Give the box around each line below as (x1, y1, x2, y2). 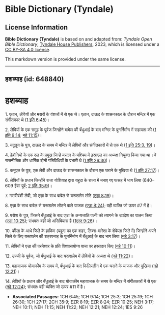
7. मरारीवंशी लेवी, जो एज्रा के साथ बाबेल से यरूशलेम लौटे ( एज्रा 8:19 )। (5, 193, 114, 199)
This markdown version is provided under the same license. (5, 56, 126, 62)
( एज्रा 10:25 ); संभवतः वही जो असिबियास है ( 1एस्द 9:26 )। (5, 218, 97, 224)
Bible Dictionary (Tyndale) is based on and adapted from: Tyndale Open (5, 36, 152, 42)
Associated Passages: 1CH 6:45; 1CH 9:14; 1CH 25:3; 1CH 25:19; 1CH (12, 294, 153, 300)
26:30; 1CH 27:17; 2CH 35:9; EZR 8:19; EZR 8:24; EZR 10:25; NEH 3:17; (12, 299, 154, 305)
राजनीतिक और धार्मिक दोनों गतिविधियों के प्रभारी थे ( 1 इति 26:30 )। (5, 158, 110, 164)
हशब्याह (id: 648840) (5, 75, 64, 83)
